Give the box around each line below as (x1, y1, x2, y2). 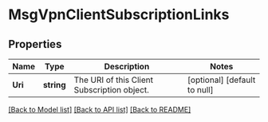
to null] (187, 85, 214, 95)
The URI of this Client (73, 74, 154, 85)
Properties (8, 37, 62, 51)
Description (104, 61, 150, 72)
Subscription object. (73, 85, 150, 95)
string (42, 80, 66, 90)
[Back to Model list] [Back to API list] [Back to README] (8, 105, 191, 114)
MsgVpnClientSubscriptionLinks (8, 6, 230, 24)
